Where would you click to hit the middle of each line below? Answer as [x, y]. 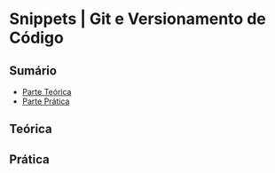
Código [36, 38]
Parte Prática [46, 101]
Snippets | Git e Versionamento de [137, 19]
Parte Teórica [47, 92]
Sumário [33, 71]
